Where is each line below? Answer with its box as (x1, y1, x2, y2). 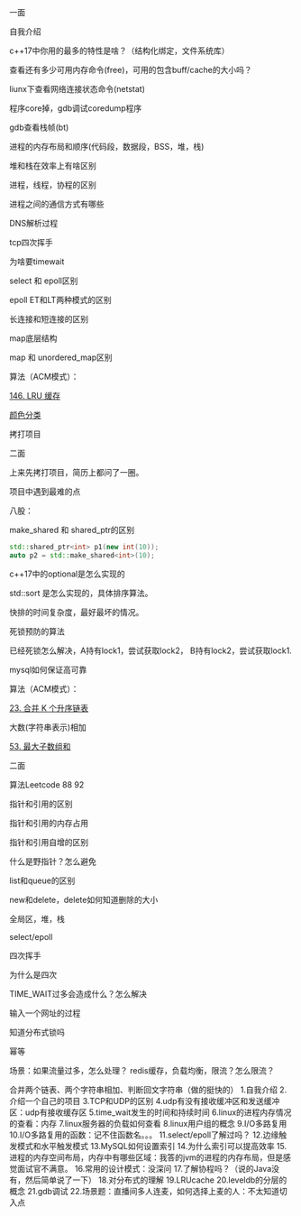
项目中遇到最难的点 (9, 486, 81, 497)
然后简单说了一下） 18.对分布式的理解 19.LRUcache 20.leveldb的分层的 (24, 1175, 287, 1185)
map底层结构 (9, 333, 58, 344)
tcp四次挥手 (9, 237, 54, 247)
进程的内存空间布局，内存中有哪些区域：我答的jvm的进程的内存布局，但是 (9, 1152, 284, 1163)
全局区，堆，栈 (9, 913, 65, 924)
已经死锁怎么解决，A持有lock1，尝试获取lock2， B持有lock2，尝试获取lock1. (9, 645, 293, 656)
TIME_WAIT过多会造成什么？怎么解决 (9, 988, 147, 999)
